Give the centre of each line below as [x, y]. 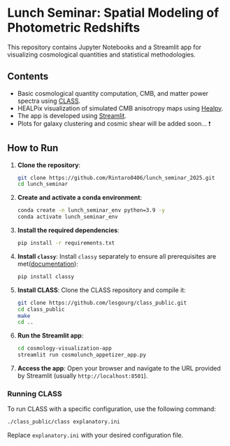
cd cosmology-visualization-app [64, 348]
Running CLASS [35, 394]
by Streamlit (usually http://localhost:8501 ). [82, 376]
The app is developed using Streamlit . [72, 115]
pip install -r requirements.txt [66, 243]
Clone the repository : [49, 165]
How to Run [33, 148]
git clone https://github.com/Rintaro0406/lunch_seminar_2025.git [116, 178]
